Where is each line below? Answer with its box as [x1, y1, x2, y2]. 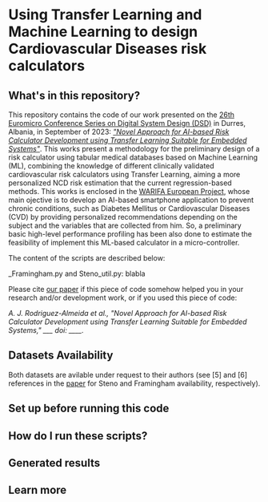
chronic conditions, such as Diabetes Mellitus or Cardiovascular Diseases [8, 204, 250, 213]
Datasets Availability [8, 349, 114, 362]
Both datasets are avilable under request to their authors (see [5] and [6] [8, 370, 248, 379]
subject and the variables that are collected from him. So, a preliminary [8, 221, 242, 230]
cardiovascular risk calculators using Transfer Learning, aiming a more [8, 170, 241, 179]
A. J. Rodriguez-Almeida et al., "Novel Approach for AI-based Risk [8, 309, 227, 318]
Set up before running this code [8, 402, 170, 415]
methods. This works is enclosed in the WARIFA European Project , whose [8, 187, 250, 196]
